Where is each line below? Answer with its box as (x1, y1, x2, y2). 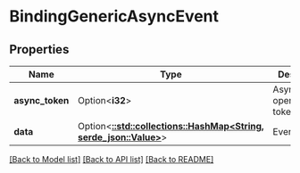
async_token (13, 95, 70, 106)
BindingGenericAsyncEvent (9, 6, 220, 27)
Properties (9, 42, 70, 57)
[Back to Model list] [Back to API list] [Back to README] (9, 154, 214, 164)
